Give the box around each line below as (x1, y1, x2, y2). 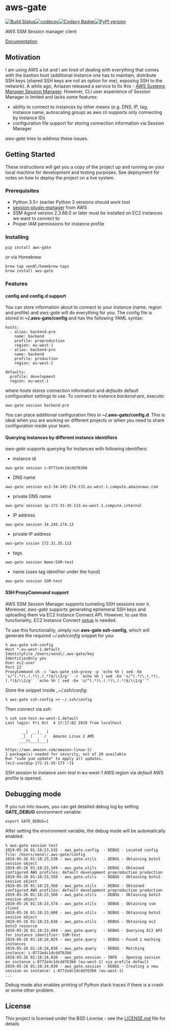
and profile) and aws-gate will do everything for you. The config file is (5, 310, 153, 316)
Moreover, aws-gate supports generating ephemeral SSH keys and (5, 606, 146, 612)
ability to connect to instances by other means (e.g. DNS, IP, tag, (12, 104, 149, 110)
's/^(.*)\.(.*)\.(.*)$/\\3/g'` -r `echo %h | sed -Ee (5, 674, 122, 679)
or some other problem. (5, 987, 55, 993)
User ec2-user (5, 660, 36, 666)
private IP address (12, 531, 51, 537)
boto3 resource (5, 923, 38, 929)
